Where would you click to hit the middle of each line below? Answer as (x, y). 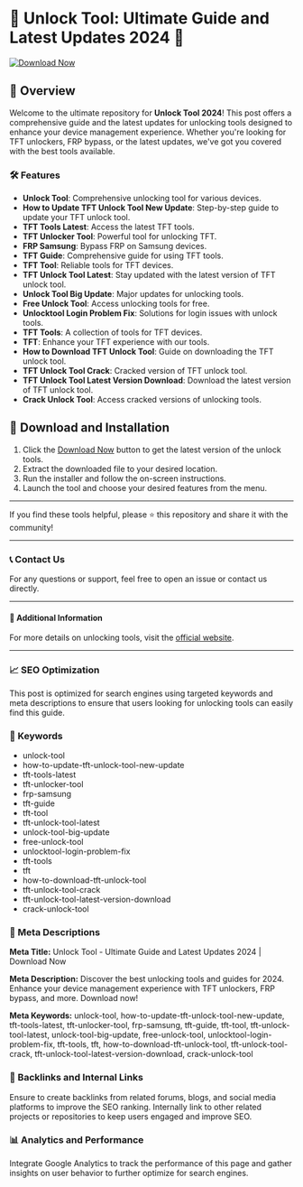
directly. (24, 589)
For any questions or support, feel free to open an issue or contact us (138, 579)
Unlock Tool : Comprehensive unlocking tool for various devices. (142, 199)
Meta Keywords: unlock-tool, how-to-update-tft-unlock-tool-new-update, (147, 1015)
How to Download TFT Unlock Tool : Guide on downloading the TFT (148, 352)
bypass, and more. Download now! (74, 998)
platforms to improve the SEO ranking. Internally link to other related (136, 1107)
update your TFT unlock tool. (76, 218)
